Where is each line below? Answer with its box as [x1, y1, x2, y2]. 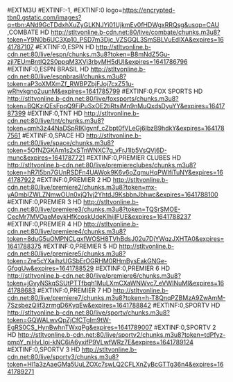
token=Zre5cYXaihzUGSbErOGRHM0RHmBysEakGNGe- [7, 257, 168, 265]
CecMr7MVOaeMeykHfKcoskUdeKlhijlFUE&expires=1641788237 [7, 213, 191, 221]
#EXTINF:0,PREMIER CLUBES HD [86, 153, 182, 162]
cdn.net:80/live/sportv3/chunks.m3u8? [7, 353, 119, 360]
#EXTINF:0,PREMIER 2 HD [37, 176, 112, 183]
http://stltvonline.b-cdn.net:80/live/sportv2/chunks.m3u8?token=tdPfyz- [17, 331, 226, 339]
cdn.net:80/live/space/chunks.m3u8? [7, 139, 114, 147]
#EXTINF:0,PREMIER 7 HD [37, 286, 112, 294]
